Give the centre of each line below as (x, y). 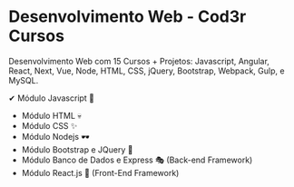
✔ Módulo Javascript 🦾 (52, 98)
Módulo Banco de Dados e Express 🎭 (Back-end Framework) (137, 160)
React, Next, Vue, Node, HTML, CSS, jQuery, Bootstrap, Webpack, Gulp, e (147, 71)
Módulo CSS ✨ (49, 125)
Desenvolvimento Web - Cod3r (127, 17)
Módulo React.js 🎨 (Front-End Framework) (100, 172)
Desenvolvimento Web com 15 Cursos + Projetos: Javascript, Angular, (139, 61)
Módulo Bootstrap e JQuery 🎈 (77, 149)
